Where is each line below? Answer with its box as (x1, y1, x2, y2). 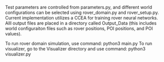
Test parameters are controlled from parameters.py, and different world (5, 4, 152, 10)
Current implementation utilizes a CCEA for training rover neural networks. (5, 15, 158, 20)
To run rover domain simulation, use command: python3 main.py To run (5, 40, 152, 46)
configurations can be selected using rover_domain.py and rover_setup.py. (5, 9, 159, 15)
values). (5, 31, 22, 36)
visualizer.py (5, 51, 31, 57)
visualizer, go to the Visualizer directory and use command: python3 (5, 46, 146, 51)
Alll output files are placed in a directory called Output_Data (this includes (5, 20, 156, 26)
